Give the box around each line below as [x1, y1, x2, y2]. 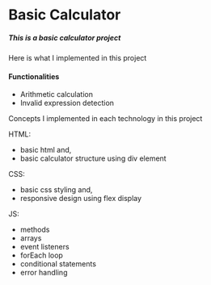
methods [19, 224, 50, 235]
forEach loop [19, 250, 63, 260]
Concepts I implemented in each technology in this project [8, 114, 203, 124]
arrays [19, 233, 42, 243]
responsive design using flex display [19, 194, 142, 203]
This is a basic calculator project [8, 32, 121, 42]
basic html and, [19, 145, 72, 155]
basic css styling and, [19, 185, 93, 195]
